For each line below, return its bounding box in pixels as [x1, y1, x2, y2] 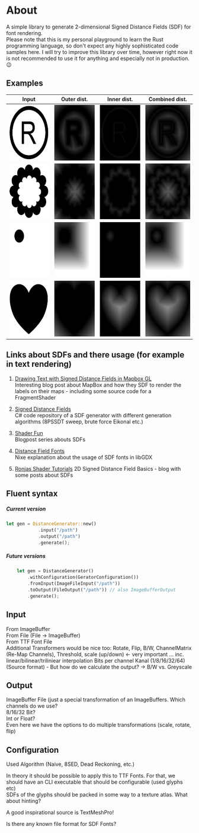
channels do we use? [6, 702, 58, 710]
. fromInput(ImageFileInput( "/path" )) [27, 581, 120, 587]
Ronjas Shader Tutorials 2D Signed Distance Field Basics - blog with [14, 465, 181, 472]
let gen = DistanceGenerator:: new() [6, 521, 97, 527]
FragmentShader [14, 394, 56, 401]
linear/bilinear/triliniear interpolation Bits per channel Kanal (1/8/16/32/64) [6, 657, 185, 664]
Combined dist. [148, 96, 188, 103]
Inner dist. [107, 96, 133, 103]
